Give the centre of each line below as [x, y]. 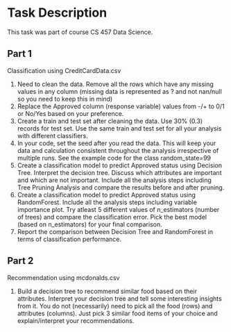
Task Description [57, 13]
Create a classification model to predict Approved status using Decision [120, 165]
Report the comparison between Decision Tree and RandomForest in [115, 231]
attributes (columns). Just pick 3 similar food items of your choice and [118, 313]
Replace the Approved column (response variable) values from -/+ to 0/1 [121, 106]
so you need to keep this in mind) [65, 99]
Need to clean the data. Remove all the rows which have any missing [115, 84]
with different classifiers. [52, 135]
